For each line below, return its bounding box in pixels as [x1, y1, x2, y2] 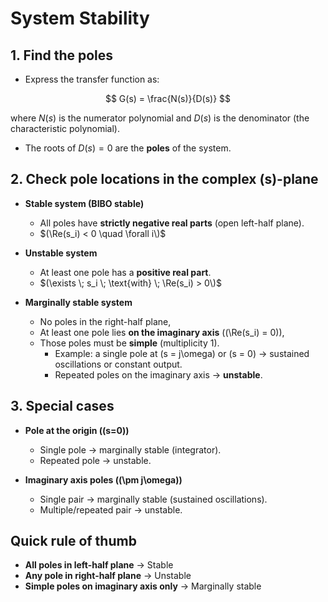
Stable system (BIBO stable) [24, 197, 145, 209]
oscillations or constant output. [54, 358, 183, 370]
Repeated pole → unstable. [39, 454, 152, 466]
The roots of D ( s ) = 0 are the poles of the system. [24, 142, 232, 154]
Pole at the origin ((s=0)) [24, 424, 130, 436]
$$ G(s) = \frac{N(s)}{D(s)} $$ [104, 93, 232, 104]
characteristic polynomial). [10, 123, 120, 134]
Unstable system [24, 247, 98, 259]
